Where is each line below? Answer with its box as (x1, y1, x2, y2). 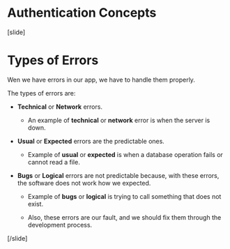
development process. (27, 220, 93, 229)
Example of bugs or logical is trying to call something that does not (27, 192, 222, 200)
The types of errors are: (7, 89, 76, 97)
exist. (27, 199, 44, 208)
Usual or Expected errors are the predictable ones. (17, 137, 165, 145)
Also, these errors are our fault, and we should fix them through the (27, 213, 222, 221)
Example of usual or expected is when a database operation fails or (27, 150, 223, 158)
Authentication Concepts (7, 5, 157, 21)
